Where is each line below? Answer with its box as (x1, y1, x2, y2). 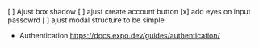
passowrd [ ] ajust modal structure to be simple (7, 15, 165, 25)
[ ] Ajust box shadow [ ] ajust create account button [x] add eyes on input (7, 7, 251, 16)
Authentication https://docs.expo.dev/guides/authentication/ (19, 31, 221, 40)
